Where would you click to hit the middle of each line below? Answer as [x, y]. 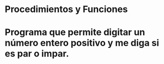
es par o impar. [37, 54]
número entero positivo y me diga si [82, 43]
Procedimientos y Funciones [66, 9]
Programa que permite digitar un [75, 33]
